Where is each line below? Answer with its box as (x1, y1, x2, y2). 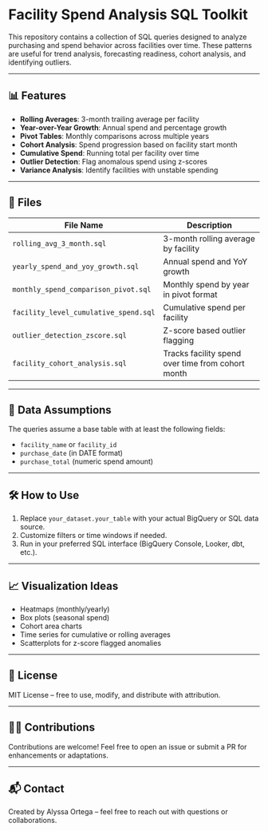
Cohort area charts (19, 621, 82, 631)
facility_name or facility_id (19, 440, 117, 449)
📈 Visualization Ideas (8, 579, 119, 592)
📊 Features (8, 89, 66, 103)
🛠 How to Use (8, 489, 80, 502)
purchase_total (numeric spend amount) (19, 457, 154, 466)
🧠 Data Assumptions (8, 403, 112, 417)
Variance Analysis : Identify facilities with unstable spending (19, 165, 219, 175)
